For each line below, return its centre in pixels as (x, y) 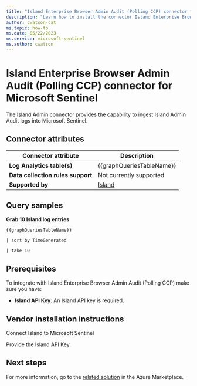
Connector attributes (45, 139)
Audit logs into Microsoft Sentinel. (47, 120)
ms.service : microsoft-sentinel (45, 39)
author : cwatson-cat (31, 22)
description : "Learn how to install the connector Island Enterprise (93, 17)
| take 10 (18, 251)
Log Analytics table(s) (41, 165)
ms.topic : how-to (27, 28)
